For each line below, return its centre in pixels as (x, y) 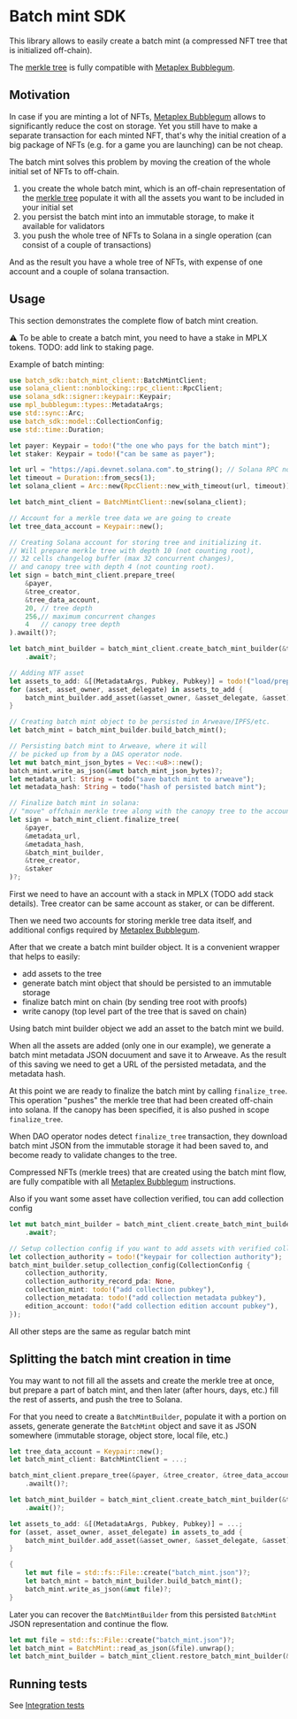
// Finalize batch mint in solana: (75, 803)
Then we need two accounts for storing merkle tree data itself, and (130, 921)
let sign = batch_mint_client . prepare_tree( (92, 576)
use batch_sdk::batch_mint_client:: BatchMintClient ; (108, 380)
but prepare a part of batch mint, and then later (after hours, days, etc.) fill (144, 1390)
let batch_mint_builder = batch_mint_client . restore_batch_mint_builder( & (150, 1656)
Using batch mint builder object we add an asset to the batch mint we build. (147, 1029)
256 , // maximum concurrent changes (91, 617)
